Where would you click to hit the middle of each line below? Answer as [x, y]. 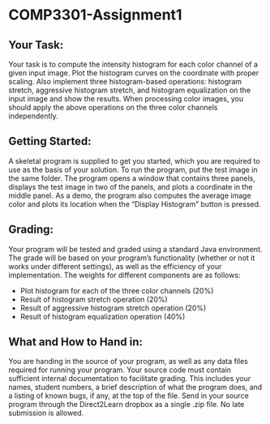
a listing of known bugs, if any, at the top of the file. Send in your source [129, 396]
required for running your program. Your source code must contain [120, 370]
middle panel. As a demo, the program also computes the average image [130, 195]
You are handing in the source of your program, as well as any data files [129, 362]
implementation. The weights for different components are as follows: [124, 275]
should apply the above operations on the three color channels [113, 107]
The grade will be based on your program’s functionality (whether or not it [132, 258]
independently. [33, 116]
